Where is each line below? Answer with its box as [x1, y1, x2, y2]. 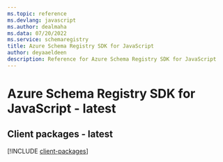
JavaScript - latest [7, 101, 116, 116]
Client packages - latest [7, 128, 114, 140]
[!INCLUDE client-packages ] [7, 147, 89, 155]
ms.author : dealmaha [7, 23, 68, 30]
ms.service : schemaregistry [7, 36, 89, 43]
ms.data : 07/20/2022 [7, 29, 68, 37]
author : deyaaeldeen [7, 50, 68, 57]
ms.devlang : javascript [7, 17, 77, 24]
